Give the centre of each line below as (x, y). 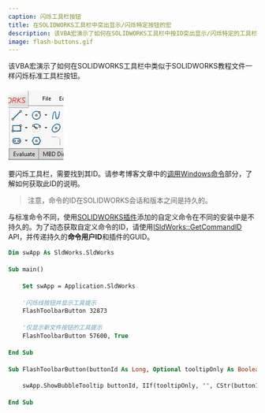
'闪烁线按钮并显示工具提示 (60, 303)
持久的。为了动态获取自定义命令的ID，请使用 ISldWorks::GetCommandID (125, 227)
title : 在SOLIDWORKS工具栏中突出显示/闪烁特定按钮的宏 (90, 25)
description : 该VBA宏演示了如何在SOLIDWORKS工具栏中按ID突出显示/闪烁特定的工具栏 (133, 33)
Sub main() (26, 270)
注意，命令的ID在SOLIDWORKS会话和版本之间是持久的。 (119, 200)
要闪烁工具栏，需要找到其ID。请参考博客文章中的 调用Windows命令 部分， (127, 174)
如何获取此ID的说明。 (49, 184)
